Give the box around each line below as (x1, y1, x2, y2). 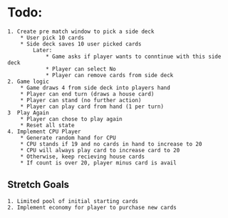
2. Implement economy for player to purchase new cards (7, 204, 177, 211)
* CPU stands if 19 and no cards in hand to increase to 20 (20, 140, 202, 147)
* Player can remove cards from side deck (45, 71, 174, 79)
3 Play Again (7, 109, 50, 117)
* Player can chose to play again (20, 115, 123, 122)
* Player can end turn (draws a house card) (20, 90, 155, 97)
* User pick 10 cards (20, 34, 84, 41)
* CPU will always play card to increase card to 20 (20, 147, 180, 154)
